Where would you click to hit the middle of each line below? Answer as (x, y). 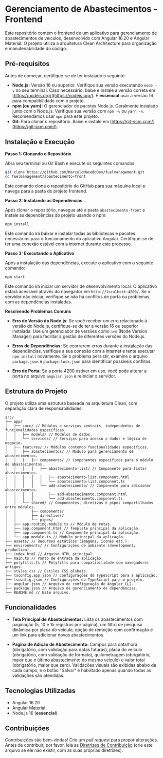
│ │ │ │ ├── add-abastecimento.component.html (66, 494)
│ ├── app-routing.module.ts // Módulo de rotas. (58, 524)
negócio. (14, 443)
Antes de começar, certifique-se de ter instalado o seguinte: (65, 75)
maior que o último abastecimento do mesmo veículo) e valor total (78, 660)
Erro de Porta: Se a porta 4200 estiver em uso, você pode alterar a (79, 371)
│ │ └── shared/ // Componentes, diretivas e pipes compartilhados (79, 503)
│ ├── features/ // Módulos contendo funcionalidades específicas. (77, 447)
